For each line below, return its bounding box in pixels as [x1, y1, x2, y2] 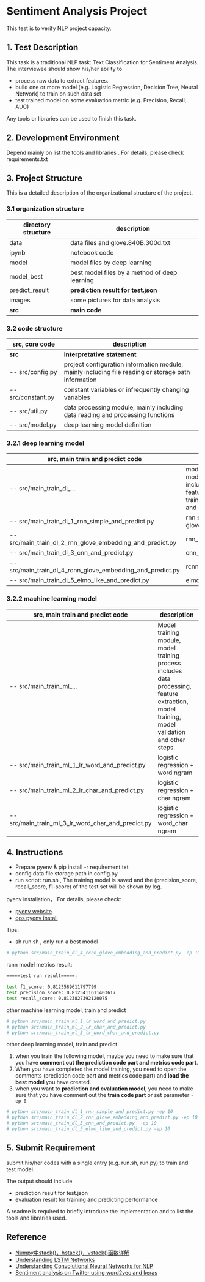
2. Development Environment [6, 133, 120, 143]
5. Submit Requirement [6, 1143, 96, 1153]
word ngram [157, 768, 193, 777]
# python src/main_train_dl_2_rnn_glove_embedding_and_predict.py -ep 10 [6, 1114, 198, 1121]
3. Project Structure [6, 173, 82, 183]
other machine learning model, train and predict [6, 1006, 126, 1014]
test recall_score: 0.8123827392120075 [6, 995, 108, 1002]
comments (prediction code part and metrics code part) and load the [15, 1072, 189, 1079]
